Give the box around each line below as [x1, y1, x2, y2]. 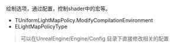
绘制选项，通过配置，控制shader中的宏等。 [6, 5, 111, 12]
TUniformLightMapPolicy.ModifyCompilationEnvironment [14, 17, 153, 23]
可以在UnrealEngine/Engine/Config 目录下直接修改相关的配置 [20, 35, 169, 42]
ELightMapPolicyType [14, 23, 68, 30]
